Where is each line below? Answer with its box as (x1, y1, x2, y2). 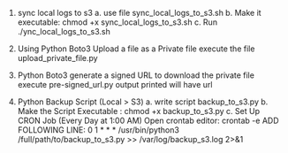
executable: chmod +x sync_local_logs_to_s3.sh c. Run (17, 17, 218, 27)
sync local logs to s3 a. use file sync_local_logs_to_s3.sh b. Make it (17, 8, 262, 18)
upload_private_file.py (17, 53, 99, 63)
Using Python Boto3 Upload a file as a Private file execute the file (17, 43, 255, 54)
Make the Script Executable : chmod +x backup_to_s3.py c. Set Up (17, 106, 261, 116)
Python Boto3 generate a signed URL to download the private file (17, 70, 254, 80)
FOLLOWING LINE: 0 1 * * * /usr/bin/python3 (17, 125, 179, 135)
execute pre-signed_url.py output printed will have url (17, 80, 213, 89)
